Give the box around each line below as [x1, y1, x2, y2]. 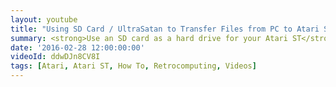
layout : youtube [10, 14, 78, 25]
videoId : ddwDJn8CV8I [10, 52, 101, 62]
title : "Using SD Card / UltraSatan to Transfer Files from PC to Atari [10, 24, 320, 34]
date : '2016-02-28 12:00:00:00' [10, 42, 145, 53]
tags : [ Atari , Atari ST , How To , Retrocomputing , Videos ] [10, 61, 257, 71]
